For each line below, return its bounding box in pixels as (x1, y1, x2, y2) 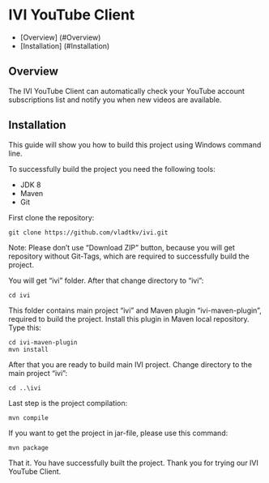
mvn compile (8, 413, 49, 422)
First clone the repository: (8, 212, 95, 222)
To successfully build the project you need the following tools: (8, 164, 216, 173)
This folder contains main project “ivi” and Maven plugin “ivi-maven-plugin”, (8, 306, 262, 315)
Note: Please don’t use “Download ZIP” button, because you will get (8, 242, 235, 252)
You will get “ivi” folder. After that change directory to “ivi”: (8, 276, 204, 285)
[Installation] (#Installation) (19, 41, 110, 50)
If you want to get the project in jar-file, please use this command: (8, 428, 228, 438)
